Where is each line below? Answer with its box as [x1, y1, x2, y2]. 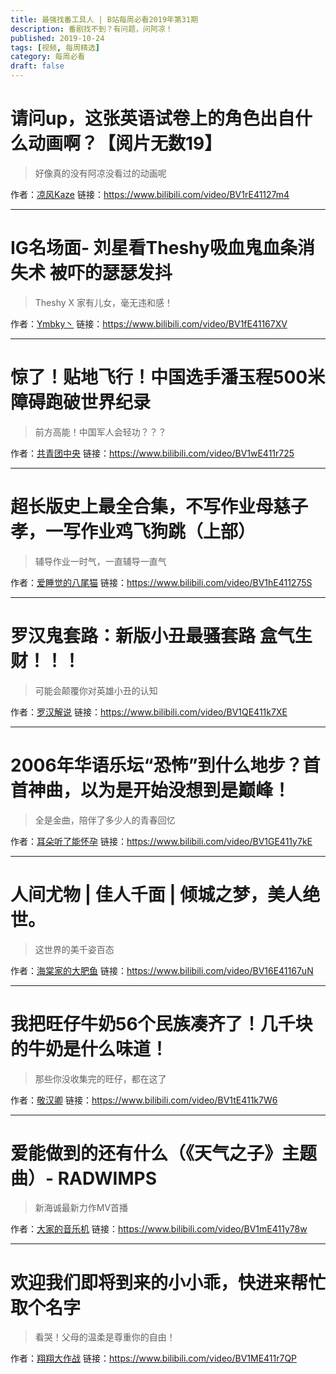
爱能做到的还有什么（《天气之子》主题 [10, 1142, 318, 1165]
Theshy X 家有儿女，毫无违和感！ [34, 296, 174, 308]
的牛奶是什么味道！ [10, 1037, 169, 1060]
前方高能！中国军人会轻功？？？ [34, 426, 167, 438]
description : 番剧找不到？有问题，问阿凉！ [10, 24, 173, 34]
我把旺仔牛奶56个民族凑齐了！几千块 [10, 1012, 313, 1035]
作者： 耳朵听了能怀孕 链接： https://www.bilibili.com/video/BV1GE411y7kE [10, 835, 313, 847]
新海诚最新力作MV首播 [34, 1202, 129, 1214]
